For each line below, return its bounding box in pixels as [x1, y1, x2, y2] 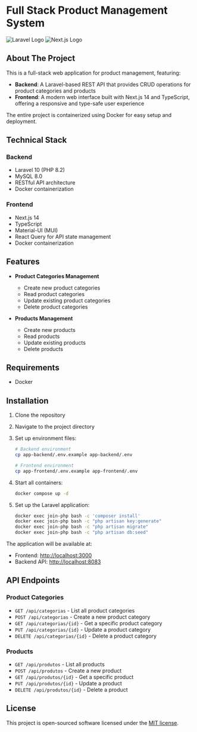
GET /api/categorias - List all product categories [14, 607, 135, 614]
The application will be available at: [6, 540, 92, 548]
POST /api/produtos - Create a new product [14, 667, 122, 675]
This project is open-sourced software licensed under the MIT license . [6, 719, 179, 726]
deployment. [6, 118, 37, 125]
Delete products [23, 345, 64, 352]
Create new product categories [23, 284, 101, 291]
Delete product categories [23, 303, 88, 310]
